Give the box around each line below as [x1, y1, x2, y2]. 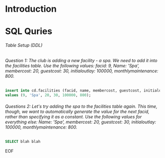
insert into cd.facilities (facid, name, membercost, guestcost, [5, 88, 141, 93]
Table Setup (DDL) [5, 42, 43, 48]
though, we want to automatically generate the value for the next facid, [5, 109, 150, 114]
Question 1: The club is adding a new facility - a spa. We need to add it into [5, 57, 158, 63]
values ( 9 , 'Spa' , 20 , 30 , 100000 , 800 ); [5, 93, 91, 98]
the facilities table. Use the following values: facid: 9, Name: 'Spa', [5, 63, 140, 68]
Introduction [5, 3, 57, 15]
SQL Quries [5, 26, 53, 37]
